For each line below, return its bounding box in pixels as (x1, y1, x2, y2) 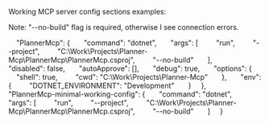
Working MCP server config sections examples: (8, 7, 167, 16)
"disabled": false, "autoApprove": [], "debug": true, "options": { (8, 64, 252, 73)
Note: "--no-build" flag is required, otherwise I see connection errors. (8, 23, 239, 31)
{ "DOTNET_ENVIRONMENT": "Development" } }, (8, 81, 207, 90)
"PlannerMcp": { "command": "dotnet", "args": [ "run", (15, 38, 236, 48)
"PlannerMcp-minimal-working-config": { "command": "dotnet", (8, 89, 232, 99)
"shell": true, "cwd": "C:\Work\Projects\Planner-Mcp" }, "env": (15, 72, 262, 81)
